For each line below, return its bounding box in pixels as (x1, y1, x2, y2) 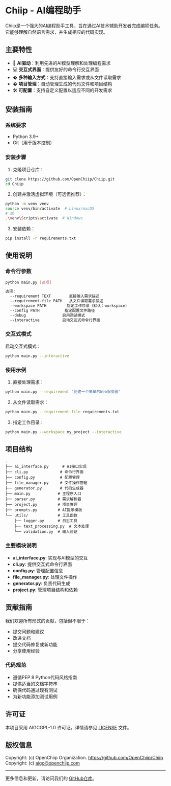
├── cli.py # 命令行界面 (5, 469, 84, 475)
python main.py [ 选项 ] (5, 280, 52, 285)
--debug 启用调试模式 (10, 312, 85, 318)
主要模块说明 (5, 542, 37, 549)
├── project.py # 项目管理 (5, 502, 78, 507)
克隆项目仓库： (12, 166, 44, 172)
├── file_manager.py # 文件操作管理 (5, 480, 88, 486)
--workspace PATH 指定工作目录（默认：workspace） (10, 303, 129, 308)
